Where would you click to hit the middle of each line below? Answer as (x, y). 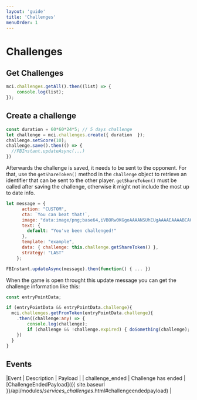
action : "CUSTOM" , (44, 209)
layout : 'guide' (26, 11)
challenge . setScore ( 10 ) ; (36, 140)
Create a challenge (41, 116)
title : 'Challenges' (31, 17)
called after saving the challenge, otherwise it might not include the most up (98, 187)
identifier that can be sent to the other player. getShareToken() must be (91, 180)
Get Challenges (35, 73)
